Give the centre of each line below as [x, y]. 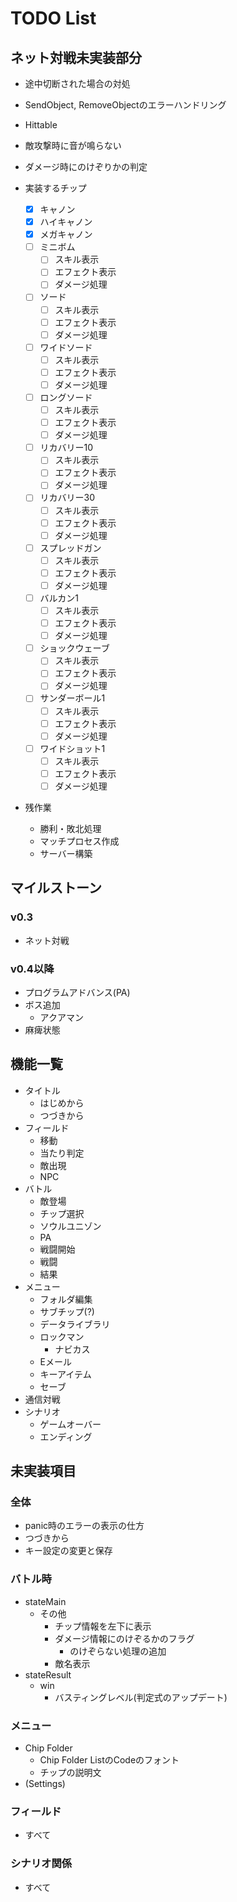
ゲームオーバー [70, 1424]
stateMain [45, 1601]
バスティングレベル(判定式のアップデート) [141, 1697]
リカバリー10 [66, 448]
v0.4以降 [32, 969]
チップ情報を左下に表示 [103, 1626]
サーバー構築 [66, 853]
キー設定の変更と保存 [68, 1551]
